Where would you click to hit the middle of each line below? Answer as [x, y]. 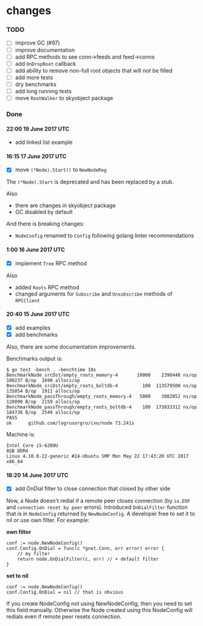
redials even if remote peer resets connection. [64, 617]
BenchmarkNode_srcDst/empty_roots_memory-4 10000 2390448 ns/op [102, 375]
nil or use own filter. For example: [48, 520]
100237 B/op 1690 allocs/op [43, 381]
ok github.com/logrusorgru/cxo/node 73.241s [71, 423]
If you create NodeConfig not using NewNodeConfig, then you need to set [99, 603]
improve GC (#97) [37, 43]
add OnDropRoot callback [46, 63]
